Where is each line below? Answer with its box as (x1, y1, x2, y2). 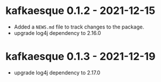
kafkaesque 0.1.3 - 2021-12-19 (5, 50, 156, 63)
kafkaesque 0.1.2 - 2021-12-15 (5, 4, 156, 17)
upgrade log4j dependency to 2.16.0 (13, 29, 101, 36)
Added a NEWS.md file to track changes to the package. (13, 23, 145, 30)
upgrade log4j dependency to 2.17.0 (13, 69, 101, 76)
